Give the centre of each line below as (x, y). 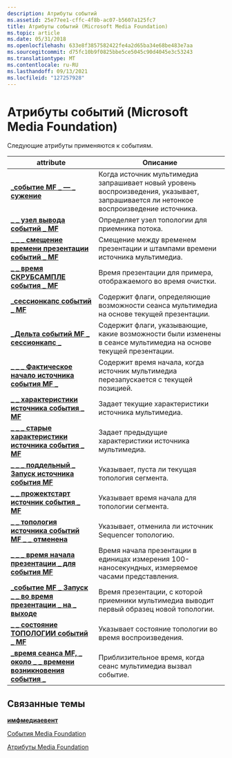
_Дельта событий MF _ (50, 334)
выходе (24, 614)
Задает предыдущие (133, 432)
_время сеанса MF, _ (47, 653)
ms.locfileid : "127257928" (46, 78)
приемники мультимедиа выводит (156, 601)
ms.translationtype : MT (41, 59)
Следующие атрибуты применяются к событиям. (80, 146)
